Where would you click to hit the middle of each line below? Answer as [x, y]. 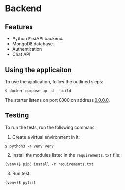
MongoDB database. [33, 44]
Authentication [27, 49]
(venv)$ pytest [21, 182]
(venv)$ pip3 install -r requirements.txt [49, 164]
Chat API [21, 54]
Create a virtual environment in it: [46, 137]
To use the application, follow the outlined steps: [54, 81]
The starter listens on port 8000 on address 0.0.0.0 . [58, 100]
